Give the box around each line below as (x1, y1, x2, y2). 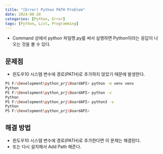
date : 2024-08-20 (5, 12, 41, 17)
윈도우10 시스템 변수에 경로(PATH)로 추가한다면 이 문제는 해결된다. (12, 138, 141, 143)
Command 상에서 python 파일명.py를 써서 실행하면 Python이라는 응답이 (12, 35, 153, 41)
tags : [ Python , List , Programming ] (5, 21, 79, 26)
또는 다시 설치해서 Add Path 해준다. (12, 144, 82, 150)
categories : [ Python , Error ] (5, 16, 65, 21)
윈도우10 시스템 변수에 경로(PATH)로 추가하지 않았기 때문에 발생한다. (12, 71, 145, 77)
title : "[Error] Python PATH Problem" (5, 7, 85, 12)
